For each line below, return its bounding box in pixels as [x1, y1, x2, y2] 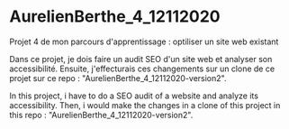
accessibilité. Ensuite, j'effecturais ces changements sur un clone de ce [9, 63, 275, 74]
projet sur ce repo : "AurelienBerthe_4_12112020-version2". [9, 72, 227, 83]
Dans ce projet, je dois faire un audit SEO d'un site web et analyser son [9, 53, 273, 64]
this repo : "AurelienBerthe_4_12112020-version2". [9, 109, 194, 120]
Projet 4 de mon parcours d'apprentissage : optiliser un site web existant [9, 36, 279, 47]
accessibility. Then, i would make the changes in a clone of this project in [9, 99, 281, 110]
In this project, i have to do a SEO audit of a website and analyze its [9, 90, 259, 101]
